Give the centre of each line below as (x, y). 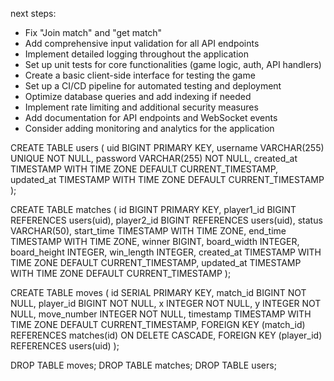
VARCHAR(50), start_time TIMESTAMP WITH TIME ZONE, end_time (148, 231)
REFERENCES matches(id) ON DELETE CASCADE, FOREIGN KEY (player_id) (166, 335)
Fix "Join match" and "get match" (93, 32)
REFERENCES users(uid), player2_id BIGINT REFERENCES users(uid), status (166, 220)
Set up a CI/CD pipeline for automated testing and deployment (153, 86)
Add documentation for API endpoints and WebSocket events (151, 117)
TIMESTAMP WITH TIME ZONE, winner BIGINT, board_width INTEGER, (155, 241)
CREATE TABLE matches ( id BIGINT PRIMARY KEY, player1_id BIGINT (153, 209)
